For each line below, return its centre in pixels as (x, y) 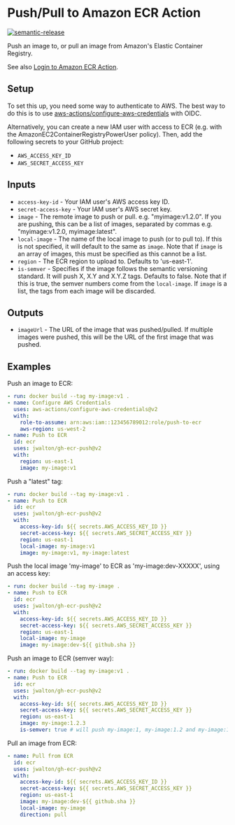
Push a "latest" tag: (35, 481)
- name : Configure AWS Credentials (59, 403)
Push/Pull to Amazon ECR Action (104, 13)
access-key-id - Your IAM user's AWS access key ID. (93, 202)
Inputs (22, 185)
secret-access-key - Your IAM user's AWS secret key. (95, 209)
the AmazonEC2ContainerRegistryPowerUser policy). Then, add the (105, 134)
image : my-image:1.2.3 (53, 723)
